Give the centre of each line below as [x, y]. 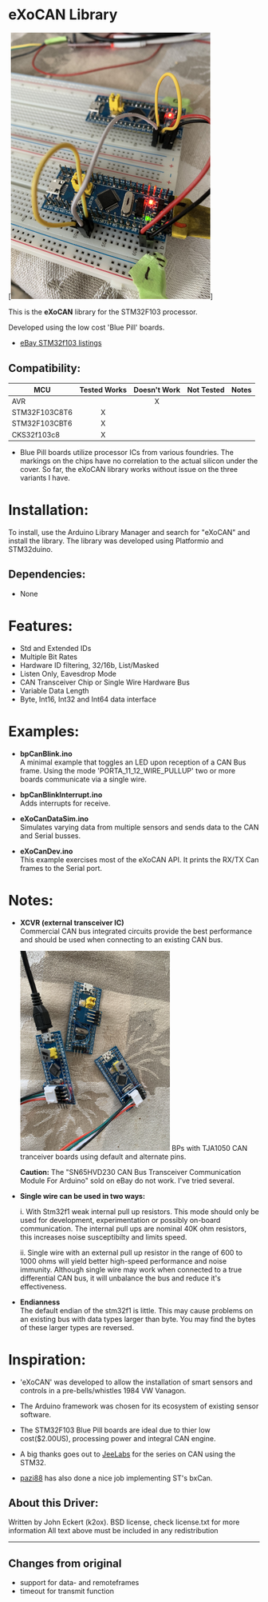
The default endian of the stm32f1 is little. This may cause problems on [136, 1310]
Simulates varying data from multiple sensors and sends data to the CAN [139, 827]
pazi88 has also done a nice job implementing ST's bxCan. [116, 1478]
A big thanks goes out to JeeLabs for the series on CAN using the [128, 1454]
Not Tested [206, 390]
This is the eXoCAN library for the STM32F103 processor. [103, 312]
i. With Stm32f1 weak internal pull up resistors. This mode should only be [139, 1211]
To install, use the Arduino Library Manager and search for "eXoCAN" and [129, 533]
